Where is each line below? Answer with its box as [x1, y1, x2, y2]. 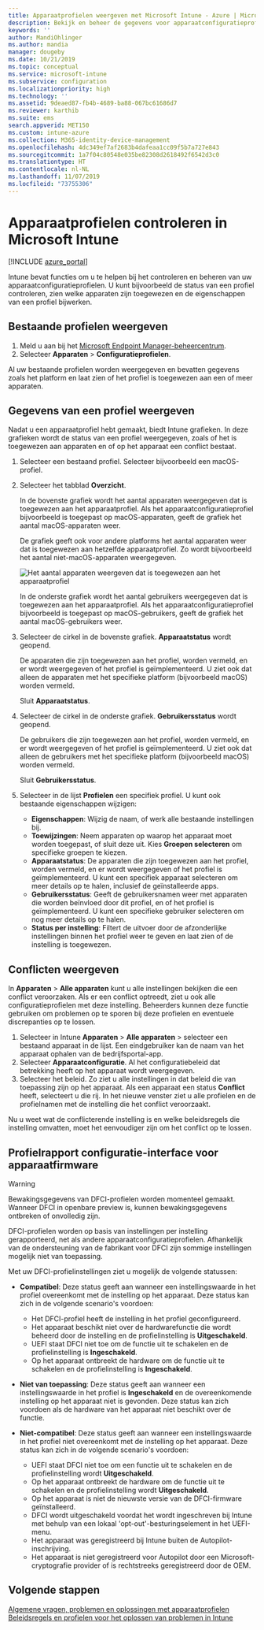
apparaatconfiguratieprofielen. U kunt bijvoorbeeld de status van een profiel [8, 280, 255, 290]
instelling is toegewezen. [31, 940, 112, 949]
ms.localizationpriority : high [8, 84, 111, 93]
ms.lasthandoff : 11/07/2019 [8, 173, 101, 181]
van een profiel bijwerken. [8, 297, 93, 306]
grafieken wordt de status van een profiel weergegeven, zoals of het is [8, 433, 237, 443]
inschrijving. [31, 1543, 71, 1553]
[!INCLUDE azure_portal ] [8, 257, 88, 266]
